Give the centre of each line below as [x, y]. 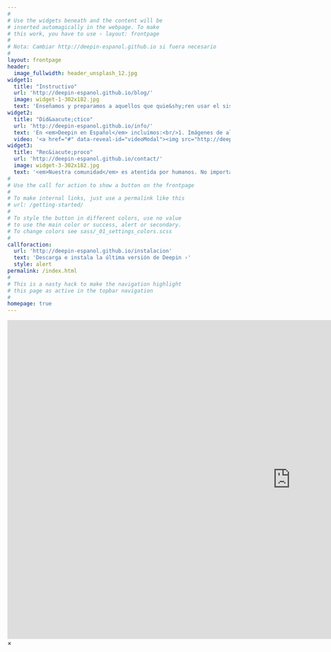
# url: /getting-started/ [45, 205]
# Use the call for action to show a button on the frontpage [101, 185]
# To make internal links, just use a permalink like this [96, 198]
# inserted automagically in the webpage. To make [83, 27]
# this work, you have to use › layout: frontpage [83, 34]
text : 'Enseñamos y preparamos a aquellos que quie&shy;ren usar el [117, 106]
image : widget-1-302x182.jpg [57, 100]
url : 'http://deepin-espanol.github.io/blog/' [83, 93]
